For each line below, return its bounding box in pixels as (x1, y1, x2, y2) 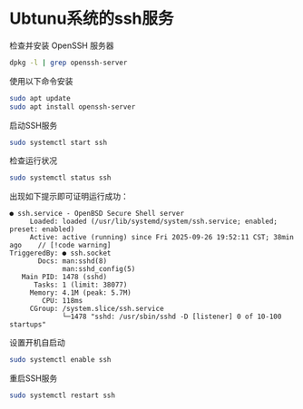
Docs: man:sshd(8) (37, 257, 107, 266)
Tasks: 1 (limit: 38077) (33, 280, 128, 290)
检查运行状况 (9, 155, 57, 166)
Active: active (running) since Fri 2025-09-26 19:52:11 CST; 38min (29, 233, 295, 242)
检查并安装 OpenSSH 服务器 (9, 40, 114, 51)
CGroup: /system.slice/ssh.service (29, 305, 165, 314)
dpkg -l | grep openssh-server (9, 58, 128, 67)
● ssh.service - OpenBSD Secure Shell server (9, 209, 184, 219)
